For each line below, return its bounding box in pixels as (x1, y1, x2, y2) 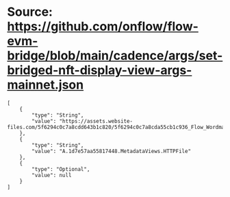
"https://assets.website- (59, 117, 133, 124)
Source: (7, 4, 53, 20)
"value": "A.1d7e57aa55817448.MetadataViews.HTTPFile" (31, 148, 192, 154)
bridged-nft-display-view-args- (7, 62, 192, 78)
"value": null (31, 172, 72, 178)
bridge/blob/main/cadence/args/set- (7, 48, 223, 64)
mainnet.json (7, 77, 84, 93)
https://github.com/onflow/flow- (7, 19, 199, 34)
